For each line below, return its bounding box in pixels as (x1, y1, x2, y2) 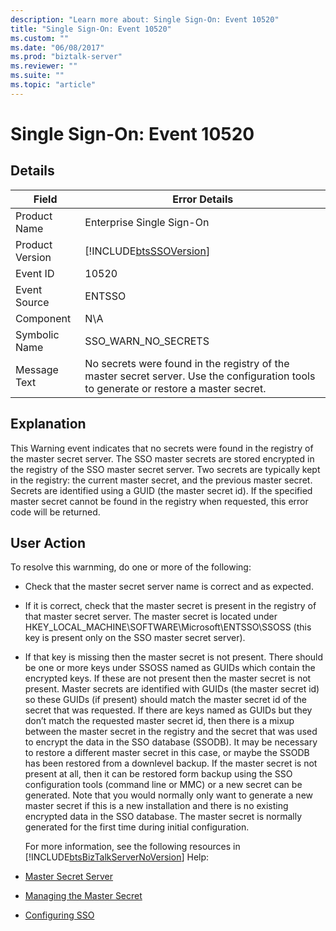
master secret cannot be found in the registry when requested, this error (10, 495, 309, 507)
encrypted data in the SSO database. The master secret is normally (24, 811, 303, 823)
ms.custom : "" (10, 33, 70, 43)
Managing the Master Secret (24, 890, 143, 902)
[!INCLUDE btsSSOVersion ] (84, 244, 211, 258)
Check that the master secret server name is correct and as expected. (24, 581, 314, 593)
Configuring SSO (24, 909, 95, 921)
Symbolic (15, 327, 60, 341)
